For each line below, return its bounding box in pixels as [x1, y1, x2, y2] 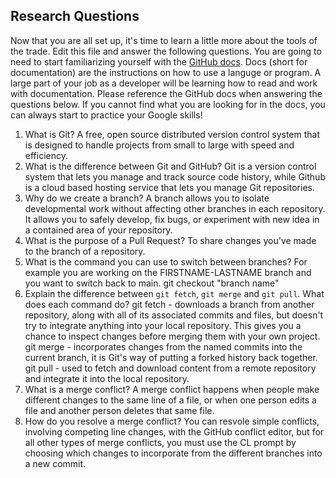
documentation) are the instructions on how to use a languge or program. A [10, 66, 322, 78]
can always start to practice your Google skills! [10, 109, 203, 121]
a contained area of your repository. [24, 224, 173, 236]
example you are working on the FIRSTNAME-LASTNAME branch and [24, 266, 312, 278]
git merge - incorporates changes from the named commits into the [24, 340, 303, 353]
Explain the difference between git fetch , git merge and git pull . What [24, 287, 325, 299]
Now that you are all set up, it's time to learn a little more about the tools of [10, 34, 318, 46]
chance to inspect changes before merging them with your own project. [24, 330, 321, 342]
